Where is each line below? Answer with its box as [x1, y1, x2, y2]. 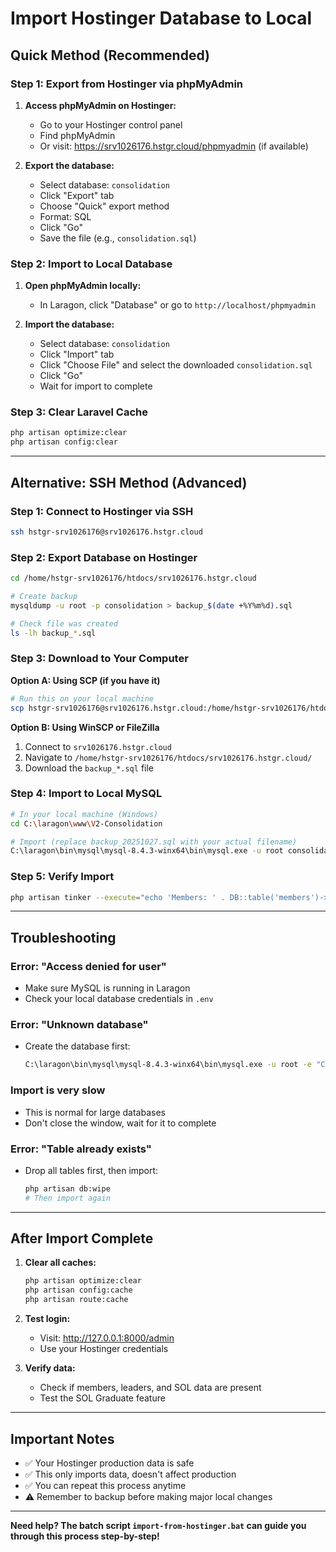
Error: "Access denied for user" [10, 959, 167, 973]
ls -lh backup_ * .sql [10, 628, 97, 638]
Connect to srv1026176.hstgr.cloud [24, 740, 172, 752]
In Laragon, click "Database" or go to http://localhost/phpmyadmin [39, 299, 317, 311]
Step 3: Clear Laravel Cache [10, 405, 148, 419]
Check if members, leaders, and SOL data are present [39, 1382, 262, 1394]
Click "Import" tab [39, 348, 115, 361]
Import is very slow [10, 1083, 106, 1097]
